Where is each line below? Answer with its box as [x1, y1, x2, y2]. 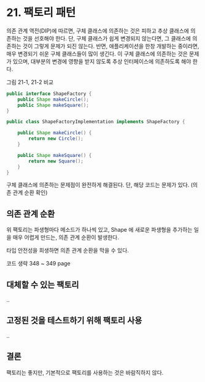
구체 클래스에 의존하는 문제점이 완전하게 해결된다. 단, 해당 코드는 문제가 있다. [6, 181, 190, 189]
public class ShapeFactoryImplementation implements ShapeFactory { [6, 119, 185, 125]
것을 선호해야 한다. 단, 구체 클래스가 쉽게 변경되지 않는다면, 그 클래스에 [22, 34, 191, 42]
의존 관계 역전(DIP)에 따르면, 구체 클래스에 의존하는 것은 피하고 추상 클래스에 [6, 27, 189, 34]
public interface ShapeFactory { [6, 90, 92, 97]
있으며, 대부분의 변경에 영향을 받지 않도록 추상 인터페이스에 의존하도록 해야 [12, 58, 191, 65]
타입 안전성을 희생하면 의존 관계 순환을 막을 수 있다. [6, 246, 129, 254]
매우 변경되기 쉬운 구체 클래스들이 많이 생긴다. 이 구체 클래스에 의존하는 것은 [6, 50, 188, 57]
